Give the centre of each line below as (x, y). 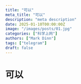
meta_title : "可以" (25, 15)
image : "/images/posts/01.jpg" (39, 29)
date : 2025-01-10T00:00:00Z (35, 24)
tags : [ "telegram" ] (26, 43)
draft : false (19, 48)
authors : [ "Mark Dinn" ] (31, 39)
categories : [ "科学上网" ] (32, 34)
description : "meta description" (41, 19)
